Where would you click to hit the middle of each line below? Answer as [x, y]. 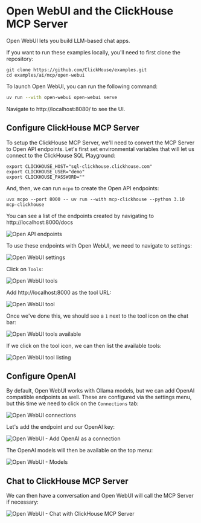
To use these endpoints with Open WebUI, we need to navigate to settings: [99, 245]
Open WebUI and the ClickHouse [90, 11]
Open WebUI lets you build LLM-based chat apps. [68, 40]
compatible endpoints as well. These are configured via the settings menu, [99, 397]
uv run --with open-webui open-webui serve [62, 97]
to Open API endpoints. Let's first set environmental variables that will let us [101, 149]
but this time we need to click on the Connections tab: [72, 403]
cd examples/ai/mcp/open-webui [46, 75]
